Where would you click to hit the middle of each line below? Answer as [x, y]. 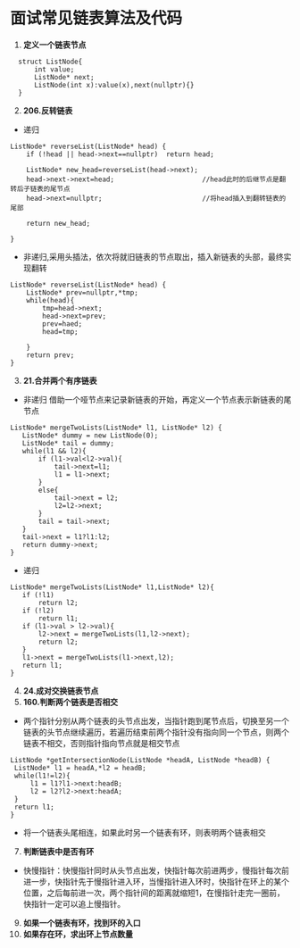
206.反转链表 [48, 110]
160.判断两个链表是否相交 [71, 702]
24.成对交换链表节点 [61, 690]
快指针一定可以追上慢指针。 [74, 903]
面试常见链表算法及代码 [96, 18]
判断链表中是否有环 [58, 851]
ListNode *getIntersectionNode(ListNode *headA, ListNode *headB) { [140, 760]
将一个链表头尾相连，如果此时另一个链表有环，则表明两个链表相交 [144, 832]
